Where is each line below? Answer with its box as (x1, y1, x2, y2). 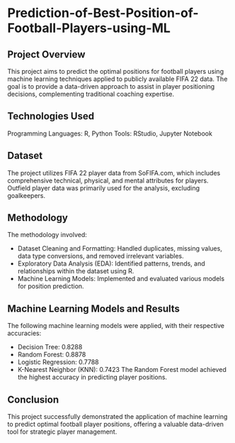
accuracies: (7, 329, 42, 338)
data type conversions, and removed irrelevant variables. (17, 252, 184, 261)
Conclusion (7, 393, 59, 405)
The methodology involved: (7, 231, 87, 239)
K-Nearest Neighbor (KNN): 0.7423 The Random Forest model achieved (17, 366, 227, 374)
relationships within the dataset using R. (17, 267, 134, 275)
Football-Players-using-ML (7, 20, 171, 36)
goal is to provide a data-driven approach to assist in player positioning (7, 82, 215, 90)
